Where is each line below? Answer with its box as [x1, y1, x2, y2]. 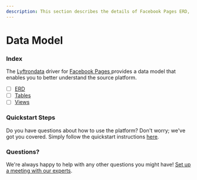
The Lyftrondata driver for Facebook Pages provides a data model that [6, 68, 176, 75]
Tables [14, 92, 31, 99]
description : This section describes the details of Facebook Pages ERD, [6, 8, 191, 15]
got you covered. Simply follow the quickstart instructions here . [6, 133, 159, 140]
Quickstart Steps [6, 113, 56, 122]
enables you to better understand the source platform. [6, 74, 137, 81]
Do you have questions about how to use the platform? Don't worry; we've [6, 127, 186, 134]
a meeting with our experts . [6, 167, 73, 174]
